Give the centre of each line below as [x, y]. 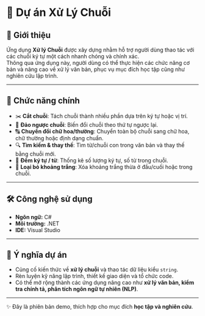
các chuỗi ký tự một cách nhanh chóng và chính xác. [73, 56]
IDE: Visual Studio [38, 230]
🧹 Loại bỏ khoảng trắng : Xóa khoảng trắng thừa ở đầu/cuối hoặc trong [104, 167]
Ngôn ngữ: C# [33, 217]
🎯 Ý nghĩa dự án [37, 255]
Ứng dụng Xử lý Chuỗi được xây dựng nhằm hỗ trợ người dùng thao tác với [100, 50]
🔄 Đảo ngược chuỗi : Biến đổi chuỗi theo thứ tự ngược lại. [87, 124]
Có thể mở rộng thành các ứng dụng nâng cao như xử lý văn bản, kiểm [104, 283]
